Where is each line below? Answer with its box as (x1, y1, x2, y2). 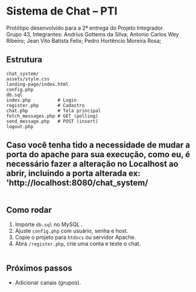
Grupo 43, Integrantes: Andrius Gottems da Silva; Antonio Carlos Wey (6, 30, 179, 37)
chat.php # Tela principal (6, 108, 101, 114)
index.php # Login (6, 97, 77, 103)
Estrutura (6, 54, 43, 65)
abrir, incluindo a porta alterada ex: (6, 168, 141, 179)
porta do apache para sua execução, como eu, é (6, 149, 191, 160)
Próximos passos (6, 263, 72, 273)
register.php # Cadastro (6, 102, 85, 108)
